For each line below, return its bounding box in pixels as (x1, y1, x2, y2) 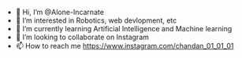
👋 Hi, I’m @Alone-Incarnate (15, 8, 105, 16)
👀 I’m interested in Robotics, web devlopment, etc (15, 16, 177, 25)
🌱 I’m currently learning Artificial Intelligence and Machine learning (15, 24, 233, 33)
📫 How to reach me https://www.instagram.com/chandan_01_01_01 (15, 42, 234, 50)
